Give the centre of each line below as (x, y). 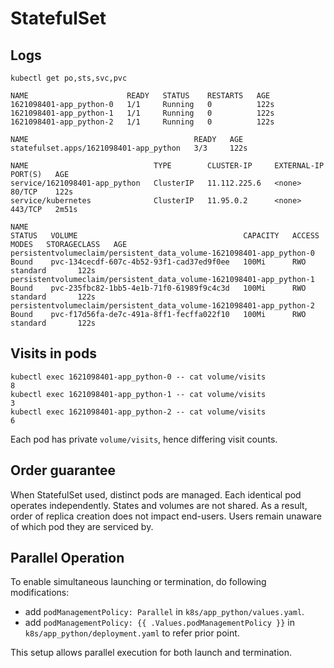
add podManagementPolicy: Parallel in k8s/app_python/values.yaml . (164, 612)
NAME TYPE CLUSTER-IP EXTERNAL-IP (167, 166)
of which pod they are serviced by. (82, 526)
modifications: (40, 593)
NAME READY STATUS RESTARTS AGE (140, 96)
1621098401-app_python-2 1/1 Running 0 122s (142, 122)
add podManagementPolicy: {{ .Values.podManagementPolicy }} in (159, 623)
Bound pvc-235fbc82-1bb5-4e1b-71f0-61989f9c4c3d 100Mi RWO (158, 288)
